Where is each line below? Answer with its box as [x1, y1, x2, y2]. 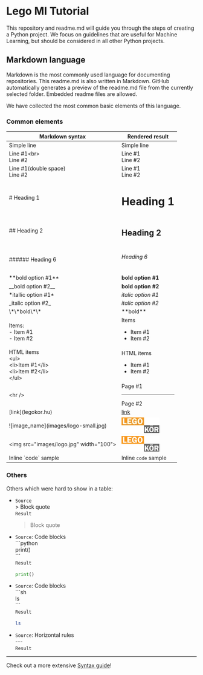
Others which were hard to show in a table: [6, 484, 113, 492]
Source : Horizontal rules [14, 631, 74, 639]
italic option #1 [121, 291, 159, 298]
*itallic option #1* [8, 291, 54, 298]
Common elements [6, 117, 63, 126]
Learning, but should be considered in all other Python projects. [6, 37, 165, 44]
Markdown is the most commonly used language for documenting [6, 71, 170, 78]
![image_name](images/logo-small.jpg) [8, 422, 107, 429]
